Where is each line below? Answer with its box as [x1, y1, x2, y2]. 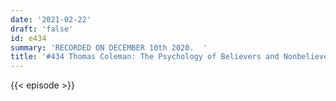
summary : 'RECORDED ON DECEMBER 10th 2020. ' [10, 42, 208, 53]
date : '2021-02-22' [10, 14, 92, 25]
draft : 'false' [10, 24, 74, 34]
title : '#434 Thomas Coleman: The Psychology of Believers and [10, 52, 280, 62]
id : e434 [10, 33, 47, 43]
